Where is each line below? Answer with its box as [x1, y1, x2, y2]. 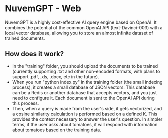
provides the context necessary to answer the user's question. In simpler [12, 116, 163, 122]
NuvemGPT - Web [5, 3, 81, 14]
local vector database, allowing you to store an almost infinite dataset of [5, 30, 153, 36]
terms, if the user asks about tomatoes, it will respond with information [12, 121, 158, 127]
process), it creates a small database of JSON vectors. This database [12, 84, 155, 90]
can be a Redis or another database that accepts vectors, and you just [12, 89, 157, 95]
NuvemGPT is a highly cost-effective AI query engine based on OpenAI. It [5, 19, 157, 25]
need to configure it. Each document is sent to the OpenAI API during [12, 95, 155, 101]
